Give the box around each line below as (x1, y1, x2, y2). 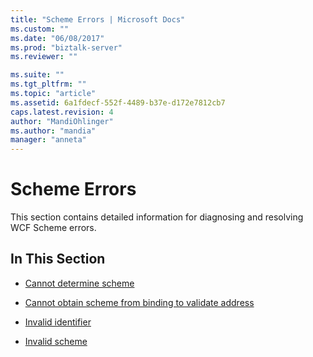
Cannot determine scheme (24, 277, 135, 289)
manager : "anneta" (10, 135, 87, 145)
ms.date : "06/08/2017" (10, 33, 105, 43)
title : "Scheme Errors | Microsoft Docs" (10, 14, 186, 25)
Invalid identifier (24, 316, 92, 328)
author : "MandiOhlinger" (10, 116, 114, 126)
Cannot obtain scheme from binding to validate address (24, 296, 255, 308)
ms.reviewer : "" (10, 52, 78, 62)
